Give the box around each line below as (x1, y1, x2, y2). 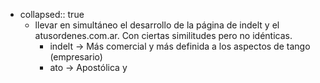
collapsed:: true (19, 9, 85, 20)
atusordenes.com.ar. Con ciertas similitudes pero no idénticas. (34, 30, 293, 41)
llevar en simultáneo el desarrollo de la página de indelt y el (34, 19, 280, 31)
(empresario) (49, 51, 103, 63)
